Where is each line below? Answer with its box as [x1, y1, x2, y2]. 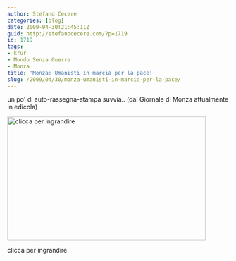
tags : [7, 43, 23, 50]
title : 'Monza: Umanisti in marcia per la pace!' [7, 69, 156, 76]
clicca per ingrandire [7, 246, 68, 255]
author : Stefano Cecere [7, 10, 77, 18]
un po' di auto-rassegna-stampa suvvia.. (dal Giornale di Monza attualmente [7, 95, 229, 104]
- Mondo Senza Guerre [7, 56, 71, 63]
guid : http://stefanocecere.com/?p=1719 [7, 30, 128, 37]
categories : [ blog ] [7, 17, 65, 24]
